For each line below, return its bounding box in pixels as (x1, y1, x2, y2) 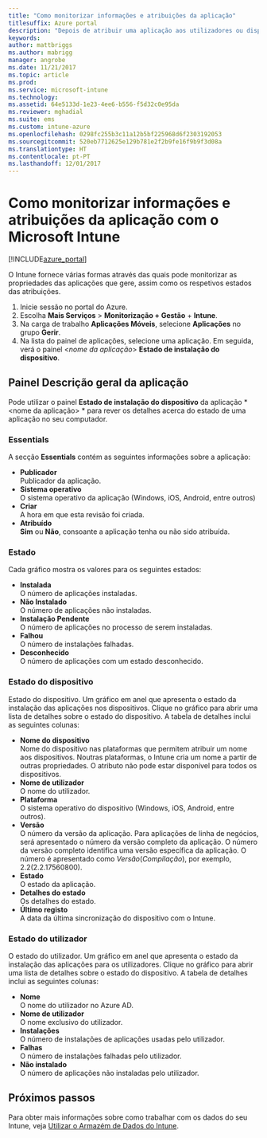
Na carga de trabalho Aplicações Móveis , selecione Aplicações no (19, 320, 241, 329)
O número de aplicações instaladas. (19, 589, 137, 598)
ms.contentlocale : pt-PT (8, 152, 91, 160)
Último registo (19, 905, 68, 914)
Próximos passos (8, 1091, 95, 1105)
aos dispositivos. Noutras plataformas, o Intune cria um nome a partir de (19, 752, 257, 762)
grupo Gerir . (19, 328, 61, 337)
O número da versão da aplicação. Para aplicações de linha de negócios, (19, 828, 259, 838)
